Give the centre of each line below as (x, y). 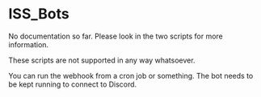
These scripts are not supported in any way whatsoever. (102, 60)
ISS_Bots (39, 14)
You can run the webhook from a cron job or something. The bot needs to (131, 75)
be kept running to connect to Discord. (73, 84)
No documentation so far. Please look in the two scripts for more (116, 36)
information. (29, 44)
